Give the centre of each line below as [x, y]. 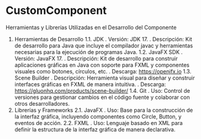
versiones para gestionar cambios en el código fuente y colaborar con [102, 97]
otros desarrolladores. [42, 103]
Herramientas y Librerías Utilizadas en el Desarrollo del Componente [91, 27]
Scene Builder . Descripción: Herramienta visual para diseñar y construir [104, 78]
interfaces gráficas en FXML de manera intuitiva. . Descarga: [90, 84]
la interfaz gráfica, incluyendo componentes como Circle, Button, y [98, 117]
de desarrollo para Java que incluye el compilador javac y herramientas [104, 46]
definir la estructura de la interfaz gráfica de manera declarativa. [95, 129]
